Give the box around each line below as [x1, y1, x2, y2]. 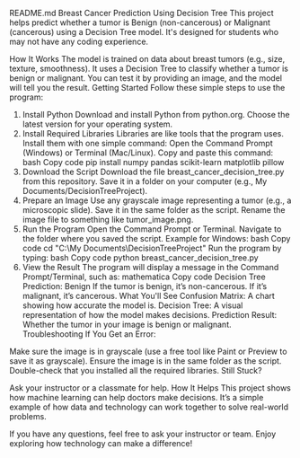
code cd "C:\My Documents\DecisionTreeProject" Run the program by [22, 242, 282, 253]
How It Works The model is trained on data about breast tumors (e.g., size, [9, 54, 286, 64]
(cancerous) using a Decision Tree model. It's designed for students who [9, 27, 279, 37]
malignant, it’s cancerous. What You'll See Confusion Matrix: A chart [22, 291, 276, 301]
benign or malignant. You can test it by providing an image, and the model [9, 73, 283, 84]
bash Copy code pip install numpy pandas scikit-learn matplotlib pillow [22, 157, 285, 167]
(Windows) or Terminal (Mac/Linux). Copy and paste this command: [22, 147, 274, 158]
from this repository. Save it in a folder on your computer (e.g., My [22, 176, 268, 187]
